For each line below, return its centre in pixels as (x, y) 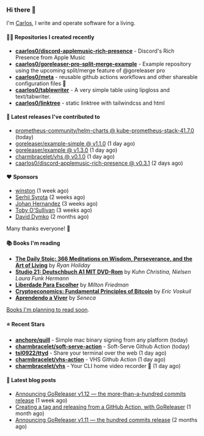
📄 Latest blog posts (31, 380)
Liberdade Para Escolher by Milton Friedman (72, 285)
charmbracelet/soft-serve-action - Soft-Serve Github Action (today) (103, 347)
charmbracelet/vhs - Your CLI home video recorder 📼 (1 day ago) (98, 366)
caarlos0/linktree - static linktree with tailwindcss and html (90, 103)
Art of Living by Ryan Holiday (53, 265)
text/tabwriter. (33, 96)
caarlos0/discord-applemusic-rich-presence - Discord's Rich (95, 51)
